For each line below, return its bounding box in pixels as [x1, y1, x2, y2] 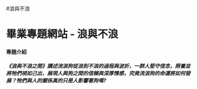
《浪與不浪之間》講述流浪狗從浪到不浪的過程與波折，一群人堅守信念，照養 [6, 63, 185, 70]
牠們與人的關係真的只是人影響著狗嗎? [16, 77, 106, 84]
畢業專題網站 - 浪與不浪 [6, 28, 119, 41]
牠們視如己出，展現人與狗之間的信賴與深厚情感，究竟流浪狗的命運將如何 [11, 70, 185, 77]
